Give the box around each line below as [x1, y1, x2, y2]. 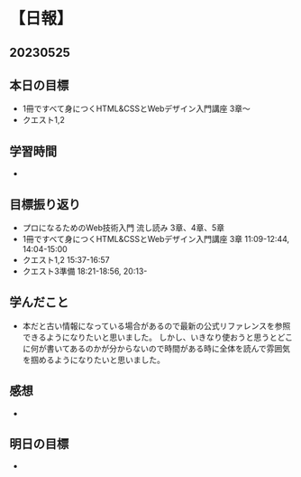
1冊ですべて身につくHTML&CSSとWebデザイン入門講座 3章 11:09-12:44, [22, 234, 290, 245]
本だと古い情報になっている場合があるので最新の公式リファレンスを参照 [22, 320, 291, 331]
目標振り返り [9, 196, 81, 212]
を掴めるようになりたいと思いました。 [22, 354, 165, 365]
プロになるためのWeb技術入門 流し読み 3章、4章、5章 [22, 222, 225, 233]
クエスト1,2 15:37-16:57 [22, 255, 110, 266]
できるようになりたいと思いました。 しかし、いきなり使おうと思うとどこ [22, 332, 294, 342]
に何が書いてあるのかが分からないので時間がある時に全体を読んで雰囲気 [22, 342, 291, 353]
